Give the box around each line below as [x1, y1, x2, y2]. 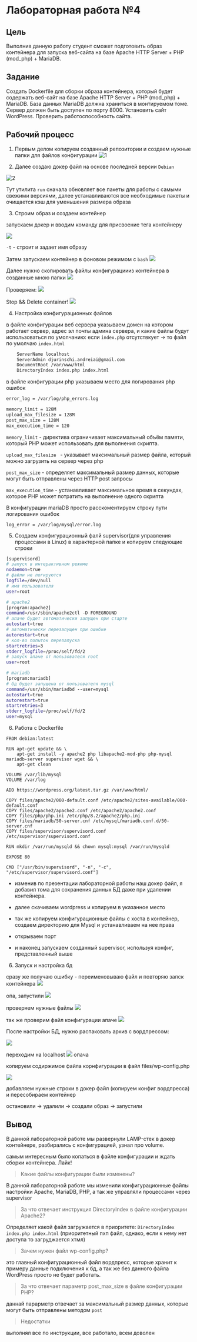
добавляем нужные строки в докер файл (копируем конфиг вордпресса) [6, 1085, 190, 1091]
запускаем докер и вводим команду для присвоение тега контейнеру [6, 221, 182, 228]
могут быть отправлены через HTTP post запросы [6, 475, 133, 482]
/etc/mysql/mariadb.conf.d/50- [93, 818, 169, 824]
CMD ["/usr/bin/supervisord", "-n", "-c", [6, 864, 112, 870]
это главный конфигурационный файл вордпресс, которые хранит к [6, 1258, 178, 1266]
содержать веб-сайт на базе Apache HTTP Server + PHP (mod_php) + [6, 94, 181, 101]
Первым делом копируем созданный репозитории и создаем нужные [14, 145, 191, 152]
